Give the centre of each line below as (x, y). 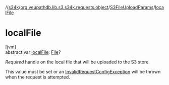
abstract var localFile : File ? (33, 52)
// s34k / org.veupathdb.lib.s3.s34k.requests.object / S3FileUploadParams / (80, 7)
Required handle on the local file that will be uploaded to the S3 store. (78, 62)
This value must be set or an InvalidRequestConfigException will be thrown (83, 71)
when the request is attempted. (38, 77)
